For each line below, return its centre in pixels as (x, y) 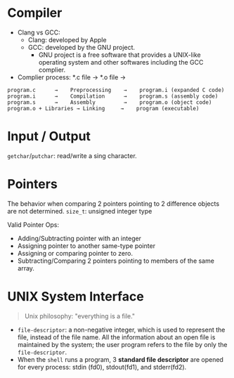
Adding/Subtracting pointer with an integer (79, 238)
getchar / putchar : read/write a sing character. (72, 155)
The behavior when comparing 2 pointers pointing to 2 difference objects (113, 203)
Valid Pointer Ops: (33, 224)
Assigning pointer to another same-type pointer (86, 246)
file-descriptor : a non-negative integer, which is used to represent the (121, 330)
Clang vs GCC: (39, 32)
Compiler (35, 13)
